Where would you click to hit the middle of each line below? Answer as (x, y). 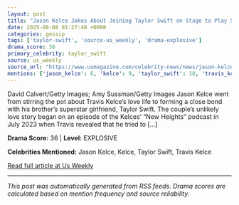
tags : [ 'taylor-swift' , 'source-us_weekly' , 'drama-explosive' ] (105, 41)
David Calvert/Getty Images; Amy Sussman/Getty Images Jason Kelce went (118, 94)
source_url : (25, 67)
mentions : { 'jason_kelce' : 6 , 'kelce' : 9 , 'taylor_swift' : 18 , (103, 73)
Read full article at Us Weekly (51, 165)
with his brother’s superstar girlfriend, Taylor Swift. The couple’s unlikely (113, 109)
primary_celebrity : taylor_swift (57, 54)
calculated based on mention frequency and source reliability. (99, 194)
